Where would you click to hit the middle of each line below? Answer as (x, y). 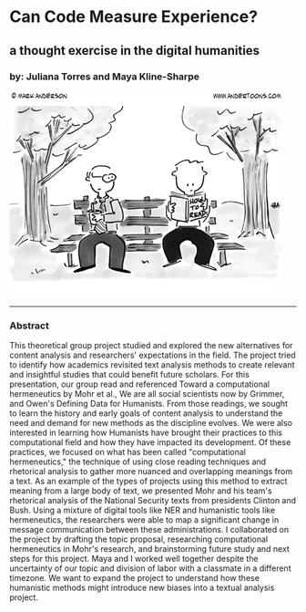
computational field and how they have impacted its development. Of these (150, 442)
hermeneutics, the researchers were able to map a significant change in (144, 520)
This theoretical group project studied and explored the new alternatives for (151, 346)
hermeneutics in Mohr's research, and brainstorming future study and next (149, 549)
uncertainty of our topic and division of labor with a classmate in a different (150, 568)
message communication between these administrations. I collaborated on (149, 530)
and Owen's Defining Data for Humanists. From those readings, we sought (149, 404)
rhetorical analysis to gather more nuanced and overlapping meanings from (151, 472)
